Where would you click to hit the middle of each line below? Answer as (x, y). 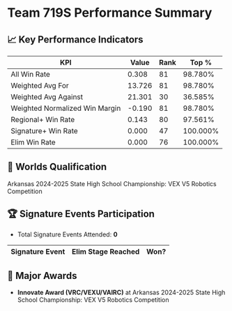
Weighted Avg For (40, 85)
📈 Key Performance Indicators (76, 39)
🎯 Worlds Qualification (57, 167)
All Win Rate (31, 74)
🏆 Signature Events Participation (81, 214)
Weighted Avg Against (47, 97)
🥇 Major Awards (42, 276)
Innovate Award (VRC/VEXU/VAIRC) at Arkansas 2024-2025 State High (121, 293)
